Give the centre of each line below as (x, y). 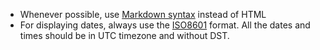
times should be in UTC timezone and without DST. (124, 35)
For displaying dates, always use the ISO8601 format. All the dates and (165, 25)
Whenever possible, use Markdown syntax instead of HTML (143, 14)
